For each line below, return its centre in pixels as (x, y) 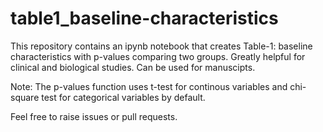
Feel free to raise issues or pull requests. (94, 116)
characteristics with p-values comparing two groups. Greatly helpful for (158, 56)
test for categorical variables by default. (123, 97)
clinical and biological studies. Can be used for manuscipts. (133, 67)
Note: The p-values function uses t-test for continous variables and (149, 86)
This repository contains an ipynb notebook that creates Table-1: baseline (161, 46)
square (25, 97)
